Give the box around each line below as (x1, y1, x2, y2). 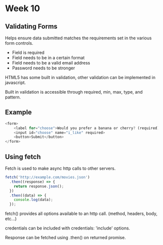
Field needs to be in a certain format (12, 55, 85, 61)
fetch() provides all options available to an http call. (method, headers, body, (5, 211, 158, 216)
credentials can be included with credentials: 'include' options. (5, 225, 130, 231)
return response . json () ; (14, 184, 64, 189)
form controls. (5, 40, 33, 46)
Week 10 (5, 3, 40, 14)
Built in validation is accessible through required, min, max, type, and (5, 89, 143, 95)
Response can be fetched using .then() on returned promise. (5, 235, 126, 241)
